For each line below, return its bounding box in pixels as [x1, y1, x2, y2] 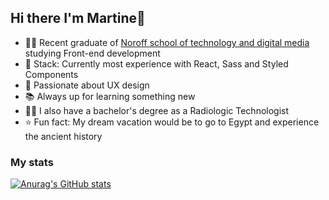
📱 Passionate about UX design [24, 79, 150, 91]
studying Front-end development [24, 47, 161, 59]
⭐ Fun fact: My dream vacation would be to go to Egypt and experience [24, 116, 320, 128]
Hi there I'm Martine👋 [10, 10, 146, 27]
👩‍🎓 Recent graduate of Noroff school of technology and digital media [24, 36, 310, 48]
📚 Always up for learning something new [24, 90, 196, 102]
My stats [10, 155, 54, 169]
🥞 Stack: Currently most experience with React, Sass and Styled [24, 57, 289, 70]
